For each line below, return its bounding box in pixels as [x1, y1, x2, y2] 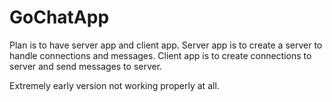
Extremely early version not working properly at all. [9, 79, 220, 91]
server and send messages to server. [9, 60, 163, 72]
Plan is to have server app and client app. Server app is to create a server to [9, 39, 323, 51]
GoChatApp [9, 6, 110, 29]
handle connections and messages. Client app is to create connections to [9, 49, 312, 61]
